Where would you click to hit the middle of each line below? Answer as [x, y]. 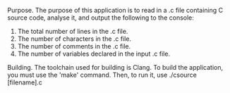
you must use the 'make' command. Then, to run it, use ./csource [102, 75]
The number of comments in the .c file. [74, 46]
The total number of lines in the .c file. [73, 31]
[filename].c [25, 82]
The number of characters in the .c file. [74, 39]
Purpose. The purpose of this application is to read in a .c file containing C [115, 10]
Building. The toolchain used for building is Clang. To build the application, [115, 67]
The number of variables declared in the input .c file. [94, 54]
